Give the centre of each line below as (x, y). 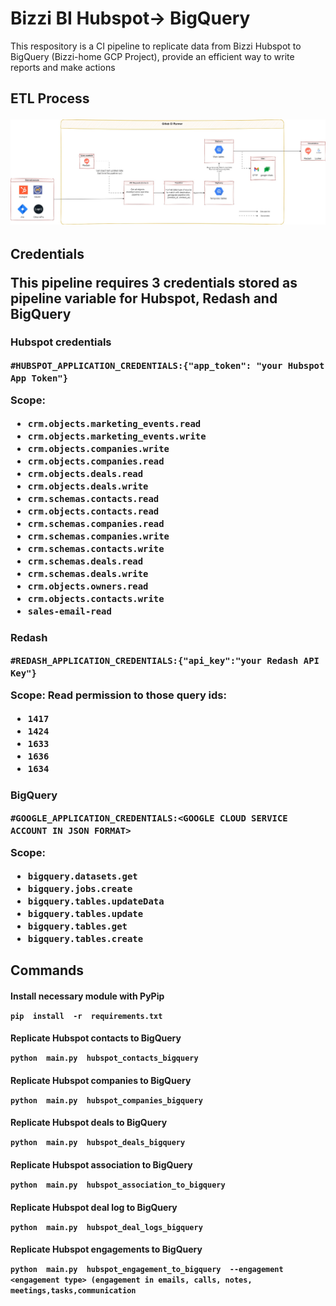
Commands (47, 970)
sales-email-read (69, 611)
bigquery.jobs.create (80, 888)
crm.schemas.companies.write (98, 536)
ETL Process (50, 98)
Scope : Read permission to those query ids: (118, 695)
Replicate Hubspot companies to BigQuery (101, 1080)
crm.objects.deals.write (88, 486)
